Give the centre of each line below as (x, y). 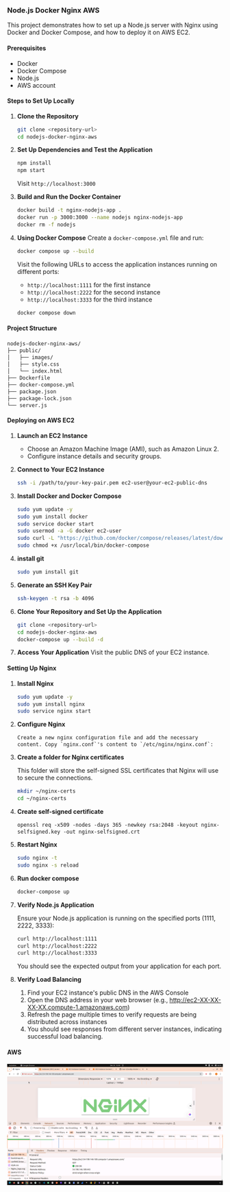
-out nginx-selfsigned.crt (102, 832)
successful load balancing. (65, 1036)
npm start (31, 171)
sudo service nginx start (54, 711)
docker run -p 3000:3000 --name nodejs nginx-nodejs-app (100, 218)
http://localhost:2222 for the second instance (94, 292)
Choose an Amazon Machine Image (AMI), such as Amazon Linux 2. (123, 449)
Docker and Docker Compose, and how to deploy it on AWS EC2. (99, 32)
